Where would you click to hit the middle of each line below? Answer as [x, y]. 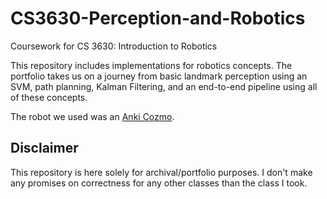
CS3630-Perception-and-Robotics [158, 18]
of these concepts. [49, 97]
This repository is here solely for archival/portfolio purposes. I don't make [161, 172]
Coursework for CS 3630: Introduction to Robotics [114, 46]
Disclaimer [44, 148]
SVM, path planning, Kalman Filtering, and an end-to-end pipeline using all [164, 86]
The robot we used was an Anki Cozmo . [92, 116]
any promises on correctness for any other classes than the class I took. [159, 183]
